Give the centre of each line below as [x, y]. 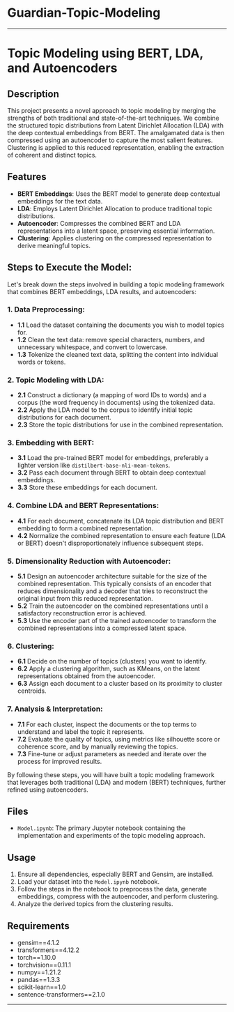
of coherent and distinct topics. [52, 155]
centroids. [32, 691]
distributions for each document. [64, 417]
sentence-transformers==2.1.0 [61, 995]
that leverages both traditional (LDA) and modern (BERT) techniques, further [117, 782]
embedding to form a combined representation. [85, 528]
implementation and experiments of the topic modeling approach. [111, 836]
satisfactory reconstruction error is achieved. [82, 613]
